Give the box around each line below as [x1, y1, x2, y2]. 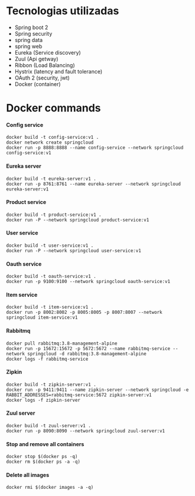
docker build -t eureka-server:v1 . [6, 176, 96, 182]
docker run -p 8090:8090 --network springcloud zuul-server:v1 [6, 428, 165, 434]
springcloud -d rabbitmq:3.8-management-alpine [27, 351, 147, 357]
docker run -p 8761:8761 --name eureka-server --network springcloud [6, 181, 181, 187]
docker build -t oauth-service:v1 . [6, 274, 96, 279]
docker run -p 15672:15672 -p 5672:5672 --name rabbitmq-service [6, 345, 170, 351]
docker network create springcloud [6, 139, 94, 146]
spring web [14, 43, 43, 50]
